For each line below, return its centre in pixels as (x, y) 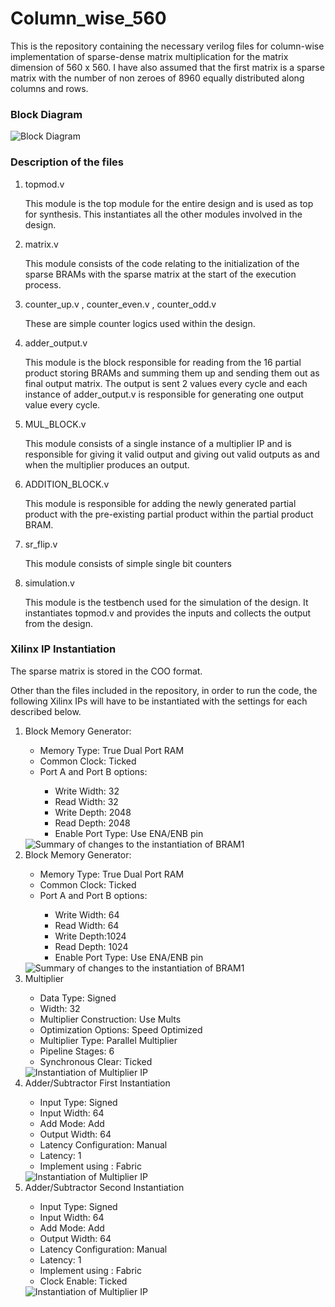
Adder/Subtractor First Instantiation (97, 1083)
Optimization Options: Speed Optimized (121, 1029)
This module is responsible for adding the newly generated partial (160, 503)
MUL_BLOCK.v (55, 424)
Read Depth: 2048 (92, 823)
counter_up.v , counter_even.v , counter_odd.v (120, 304)
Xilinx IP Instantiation (63, 649)
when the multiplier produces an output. (107, 464)
